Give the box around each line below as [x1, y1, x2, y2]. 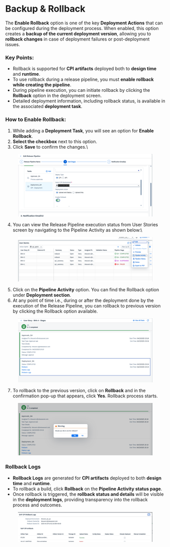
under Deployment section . [12, 292, 72, 298]
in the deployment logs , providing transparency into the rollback [12, 496, 148, 502]
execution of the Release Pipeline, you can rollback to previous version [12, 302, 161, 309]
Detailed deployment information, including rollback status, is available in [12, 98, 165, 104]
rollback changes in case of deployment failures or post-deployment [5, 36, 150, 42]
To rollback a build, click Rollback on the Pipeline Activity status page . [12, 486, 162, 492]
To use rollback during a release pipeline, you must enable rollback [12, 77, 154, 83]
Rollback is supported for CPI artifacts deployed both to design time [12, 65, 157, 72]
